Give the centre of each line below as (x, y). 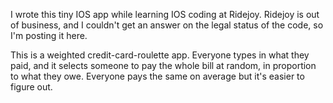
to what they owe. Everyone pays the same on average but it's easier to (157, 76)
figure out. (31, 87)
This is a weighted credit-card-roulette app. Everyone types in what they (160, 55)
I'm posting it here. (49, 35)
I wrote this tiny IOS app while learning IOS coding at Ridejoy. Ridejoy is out (165, 14)
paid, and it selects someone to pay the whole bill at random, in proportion (163, 65)
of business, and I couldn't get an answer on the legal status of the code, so (167, 25)
